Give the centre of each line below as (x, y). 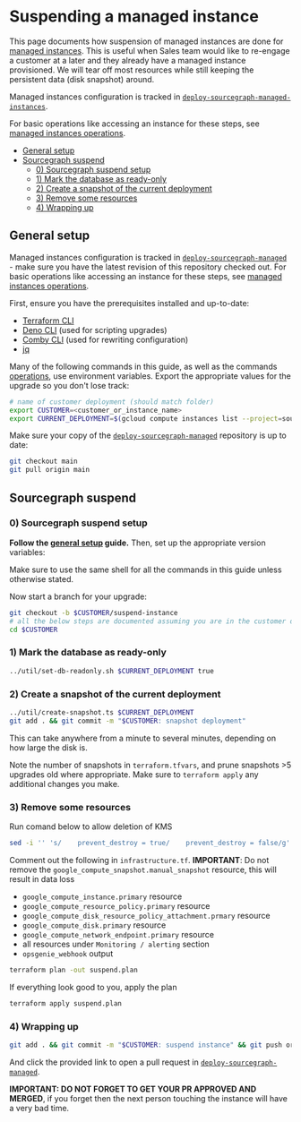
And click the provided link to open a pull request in (104, 1062)
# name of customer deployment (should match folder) (112, 402)
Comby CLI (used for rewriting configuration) (105, 339)
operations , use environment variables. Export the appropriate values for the (150, 376)
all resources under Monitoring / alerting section (116, 944)
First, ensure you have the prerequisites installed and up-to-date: (129, 303)
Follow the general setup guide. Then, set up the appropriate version (138, 543)
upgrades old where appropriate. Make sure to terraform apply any (134, 774)
